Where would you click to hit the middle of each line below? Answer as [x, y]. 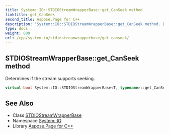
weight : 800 [18, 33]
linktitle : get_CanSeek [30, 15]
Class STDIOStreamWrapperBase [47, 115]
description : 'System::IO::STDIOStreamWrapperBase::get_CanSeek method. [83, 24]
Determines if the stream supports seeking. [50, 78]
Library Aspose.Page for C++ [43, 126]
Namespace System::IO [37, 121]
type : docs [17, 29]
